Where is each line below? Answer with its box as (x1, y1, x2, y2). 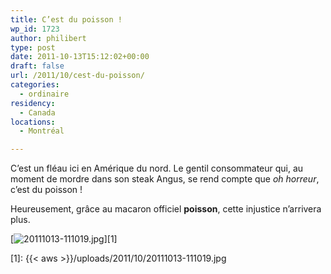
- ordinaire (19, 89, 70, 99)
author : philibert (10, 33, 87, 43)
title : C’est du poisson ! (10, 14, 123, 25)
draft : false (10, 61, 65, 71)
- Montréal (19, 126, 65, 136)
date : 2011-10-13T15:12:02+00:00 (10, 52, 150, 62)
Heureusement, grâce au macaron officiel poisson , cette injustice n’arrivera (10, 203, 322, 215)
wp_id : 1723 (10, 24, 60, 34)
